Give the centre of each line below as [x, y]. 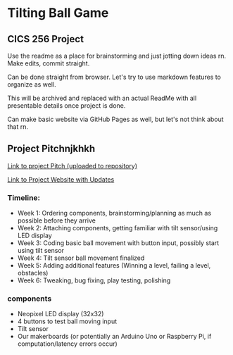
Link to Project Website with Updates [61, 179]
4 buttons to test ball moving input [67, 321]
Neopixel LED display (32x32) [61, 314]
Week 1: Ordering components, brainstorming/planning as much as [114, 213]
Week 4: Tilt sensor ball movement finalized [81, 258]
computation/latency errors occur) [67, 344]
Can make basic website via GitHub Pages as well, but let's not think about [115, 119]
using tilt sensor [41, 251]
